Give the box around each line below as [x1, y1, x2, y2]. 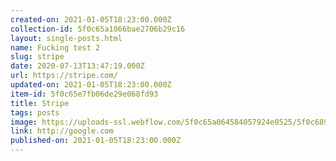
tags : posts [10, 107, 60, 118]
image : [10, 117, 38, 127]
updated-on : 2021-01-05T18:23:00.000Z [10, 80, 172, 90]
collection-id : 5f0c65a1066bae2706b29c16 [10, 24, 186, 34]
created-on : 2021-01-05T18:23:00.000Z [10, 14, 172, 25]
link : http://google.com [10, 126, 114, 136]
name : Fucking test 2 [10, 42, 101, 53]
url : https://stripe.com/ [10, 71, 118, 81]
